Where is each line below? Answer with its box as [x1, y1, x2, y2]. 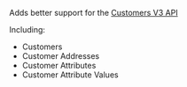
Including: [9, 25, 46, 34]
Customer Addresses [21, 51, 100, 61]
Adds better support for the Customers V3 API [9, 8, 179, 18]
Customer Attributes [21, 61, 97, 70]
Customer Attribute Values [21, 69, 119, 80]
